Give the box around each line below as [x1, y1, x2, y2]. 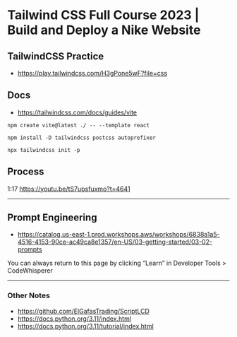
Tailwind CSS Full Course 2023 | [7, 7, 200, 23]
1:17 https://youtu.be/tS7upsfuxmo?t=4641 [7, 184, 130, 193]
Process [7, 166, 44, 178]
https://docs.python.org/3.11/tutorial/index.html [17, 321, 154, 330]
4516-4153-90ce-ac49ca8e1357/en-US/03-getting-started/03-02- [17, 237, 213, 247]
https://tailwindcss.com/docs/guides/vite [17, 108, 138, 117]
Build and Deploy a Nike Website [7, 22, 201, 38]
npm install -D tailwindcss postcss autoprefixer [7, 134, 157, 141]
